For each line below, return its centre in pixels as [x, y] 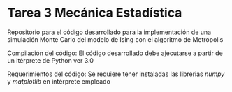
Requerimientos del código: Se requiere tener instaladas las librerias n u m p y [116, 74]
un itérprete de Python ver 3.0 [51, 60]
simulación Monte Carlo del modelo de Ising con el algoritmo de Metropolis [115, 39]
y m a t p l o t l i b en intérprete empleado [59, 81]
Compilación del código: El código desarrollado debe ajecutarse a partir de [115, 53]
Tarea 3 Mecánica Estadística [95, 13]
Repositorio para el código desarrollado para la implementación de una [109, 32]
